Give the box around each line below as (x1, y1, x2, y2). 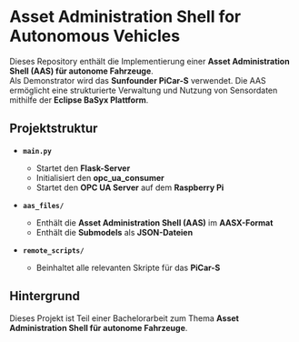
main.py (22, 146, 52, 156)
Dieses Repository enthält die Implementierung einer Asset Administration (9, 55, 290, 66)
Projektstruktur (9, 121, 98, 136)
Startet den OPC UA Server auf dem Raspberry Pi (35, 182, 224, 193)
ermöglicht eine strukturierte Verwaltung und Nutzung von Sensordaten (9, 85, 278, 96)
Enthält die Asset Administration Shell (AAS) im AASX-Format (35, 216, 274, 228)
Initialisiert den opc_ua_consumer (35, 172, 165, 183)
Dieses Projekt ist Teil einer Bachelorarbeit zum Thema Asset (9, 312, 239, 324)
